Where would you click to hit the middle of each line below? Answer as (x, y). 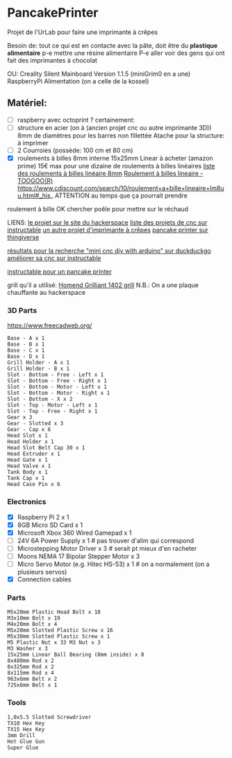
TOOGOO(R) (35, 181)
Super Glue (23, 748)
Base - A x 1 (26, 339)
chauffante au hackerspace (46, 292)
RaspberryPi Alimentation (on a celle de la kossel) (78, 81)
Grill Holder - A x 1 (39, 363)
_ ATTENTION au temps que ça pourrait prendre (119, 195)
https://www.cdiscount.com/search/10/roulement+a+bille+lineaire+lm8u (121, 188)
